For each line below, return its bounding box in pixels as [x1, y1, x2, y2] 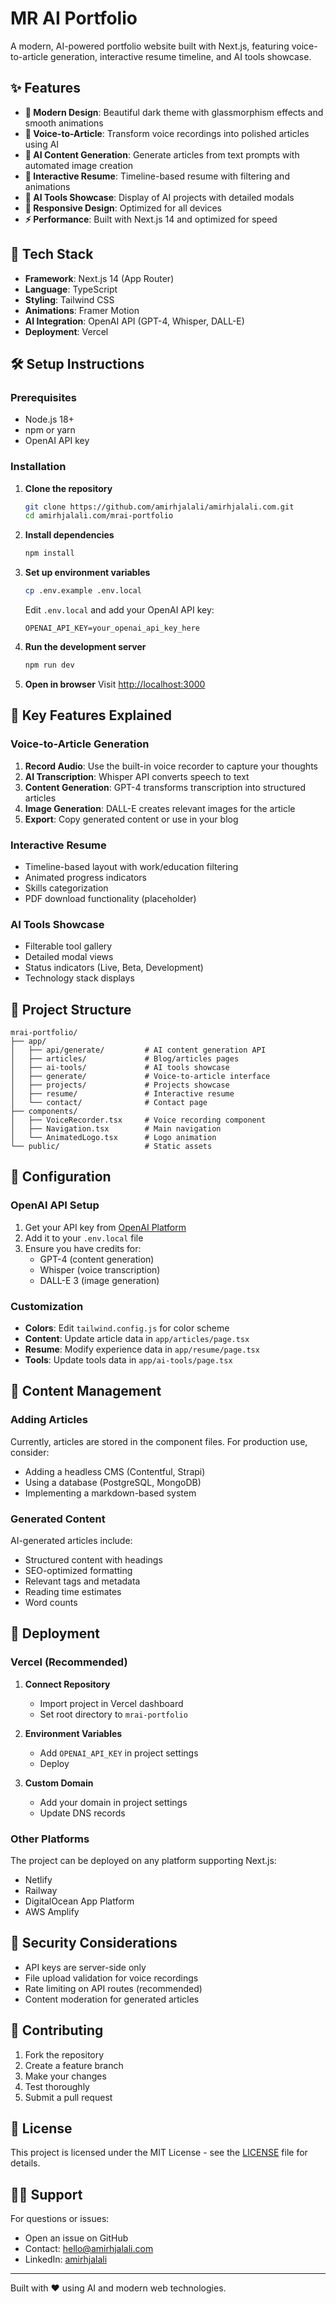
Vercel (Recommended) [10, 1655, 128, 1669]
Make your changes [24, 2070, 107, 2082]
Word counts [24, 1596, 78, 1608]
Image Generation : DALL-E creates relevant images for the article [24, 802, 296, 814]
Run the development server [24, 641, 147, 653]
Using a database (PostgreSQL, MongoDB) [24, 1476, 202, 1488]
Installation [10, 460, 67, 474]
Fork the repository [24, 2048, 105, 2061]
